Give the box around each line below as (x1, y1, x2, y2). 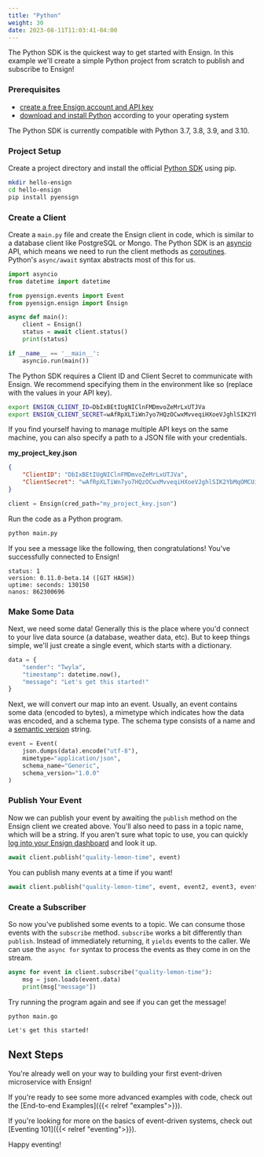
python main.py (8, 529, 58, 537)
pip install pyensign (8, 193, 79, 201)
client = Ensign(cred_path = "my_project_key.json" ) (8, 500, 178, 508)
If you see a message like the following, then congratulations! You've (8, 543, 231, 552)
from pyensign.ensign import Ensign (8, 299, 128, 307)
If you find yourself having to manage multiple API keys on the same (8, 425, 229, 434)
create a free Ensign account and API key (19, 102, 154, 111)
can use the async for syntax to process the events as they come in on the (8, 944, 251, 954)
